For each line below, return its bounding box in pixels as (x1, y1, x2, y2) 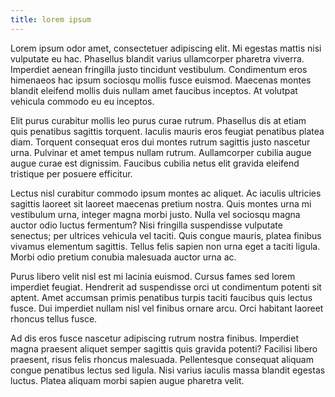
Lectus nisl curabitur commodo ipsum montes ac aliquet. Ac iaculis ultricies (10, 187, 322, 199)
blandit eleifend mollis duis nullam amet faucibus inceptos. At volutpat (10, 84, 298, 96)
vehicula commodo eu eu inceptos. (10, 95, 155, 107)
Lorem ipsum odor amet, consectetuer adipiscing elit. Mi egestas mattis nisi (10, 42, 322, 54)
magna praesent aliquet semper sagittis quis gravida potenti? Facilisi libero (10, 342, 318, 355)
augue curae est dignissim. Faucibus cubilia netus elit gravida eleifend (10, 157, 300, 169)
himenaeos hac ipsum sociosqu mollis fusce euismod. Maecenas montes (10, 74, 312, 86)
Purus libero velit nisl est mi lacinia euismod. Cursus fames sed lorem (10, 270, 296, 282)
